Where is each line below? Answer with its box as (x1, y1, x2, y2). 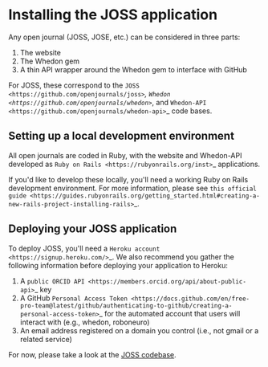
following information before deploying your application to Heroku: (8, 260, 229, 270)
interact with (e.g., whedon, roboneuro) (19, 317, 150, 327)
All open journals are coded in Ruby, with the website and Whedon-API (8, 150, 242, 160)
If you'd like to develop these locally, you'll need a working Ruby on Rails (8, 174, 249, 184)
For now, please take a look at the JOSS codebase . (8, 349, 177, 359)
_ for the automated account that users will (99, 308, 241, 318)
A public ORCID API (19, 275, 85, 286)
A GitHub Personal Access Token (19, 293, 128, 303)
